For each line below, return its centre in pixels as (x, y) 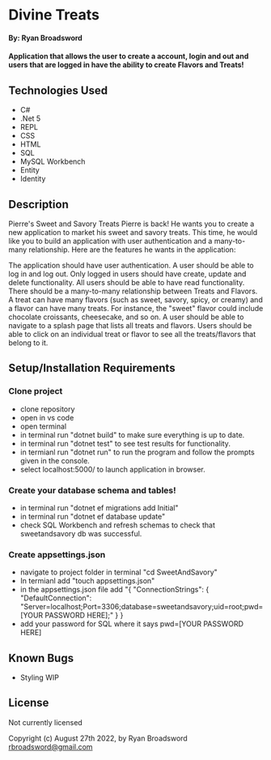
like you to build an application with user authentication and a (110, 241)
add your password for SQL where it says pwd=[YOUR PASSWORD (132, 624)
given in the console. (55, 460)
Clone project (36, 391)
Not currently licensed (45, 722)
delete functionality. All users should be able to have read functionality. (127, 282)
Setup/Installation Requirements (92, 368)
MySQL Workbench (53, 162)
